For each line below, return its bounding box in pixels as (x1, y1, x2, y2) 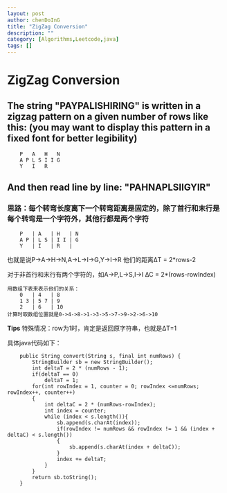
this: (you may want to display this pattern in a (7, 121, 211, 133)
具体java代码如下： (7, 338, 62, 347)
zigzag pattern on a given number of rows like (7, 110, 209, 122)
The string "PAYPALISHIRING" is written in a (7, 100, 201, 112)
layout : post (7, 10, 45, 17)
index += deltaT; (56, 456, 107, 462)
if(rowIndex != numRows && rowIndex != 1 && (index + (56, 425, 215, 432)
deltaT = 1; (44, 377, 79, 383)
